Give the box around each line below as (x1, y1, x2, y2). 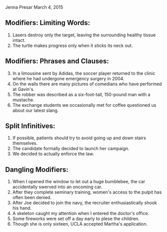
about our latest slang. (12, 107, 59, 113)
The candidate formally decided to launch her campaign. (12, 146, 129, 152)
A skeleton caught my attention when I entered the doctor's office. (12, 211, 149, 217)
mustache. (12, 97, 34, 103)
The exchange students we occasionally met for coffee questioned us (12, 102, 156, 108)
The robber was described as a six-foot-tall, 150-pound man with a (12, 91, 151, 97)
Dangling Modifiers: (5, 165, 68, 174)
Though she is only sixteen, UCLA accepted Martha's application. (12, 221, 148, 227)
